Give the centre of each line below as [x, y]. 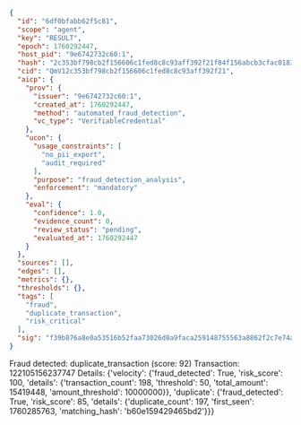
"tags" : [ [35, 296]
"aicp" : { [35, 80]
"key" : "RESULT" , [50, 38]
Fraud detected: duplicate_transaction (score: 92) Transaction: [125, 363]
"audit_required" [73, 163]
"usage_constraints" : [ [77, 146]
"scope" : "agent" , [52, 30]
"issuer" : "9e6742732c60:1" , [87, 96]
